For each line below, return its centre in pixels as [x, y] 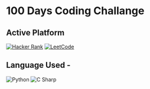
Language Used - [38, 65]
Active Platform [35, 33]
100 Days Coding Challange [75, 11]
